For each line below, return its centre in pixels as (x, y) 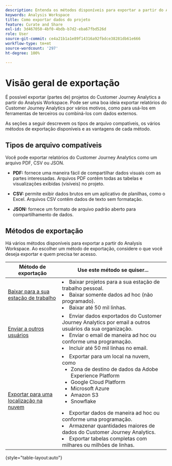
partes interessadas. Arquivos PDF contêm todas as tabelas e (78, 178)
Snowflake (83, 401)
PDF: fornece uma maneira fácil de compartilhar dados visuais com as (87, 173)
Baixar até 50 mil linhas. (98, 308)
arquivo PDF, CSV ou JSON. (35, 163)
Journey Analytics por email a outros (106, 323)
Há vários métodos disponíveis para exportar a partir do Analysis (74, 243)
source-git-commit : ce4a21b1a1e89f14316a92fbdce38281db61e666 (73, 39)
